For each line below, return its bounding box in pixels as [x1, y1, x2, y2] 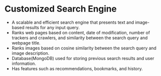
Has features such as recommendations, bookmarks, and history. [11, 65, 143, 71]
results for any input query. [25, 24, 80, 30]
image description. [11, 50, 50, 56]
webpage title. [11, 40, 41, 46]
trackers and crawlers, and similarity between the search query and [11, 35, 148, 41]
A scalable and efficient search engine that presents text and [11, 19, 135, 25]
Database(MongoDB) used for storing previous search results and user [11, 55, 155, 61]
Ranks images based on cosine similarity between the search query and [11, 45, 157, 51]
